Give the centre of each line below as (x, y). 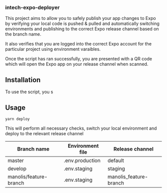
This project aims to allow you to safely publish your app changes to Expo (81, 18)
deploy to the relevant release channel (44, 133)
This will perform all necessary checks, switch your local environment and (81, 128)
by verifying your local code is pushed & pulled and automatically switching (83, 23)
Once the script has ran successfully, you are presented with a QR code (79, 59)
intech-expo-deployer (33, 7)
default (116, 160)
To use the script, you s (29, 92)
